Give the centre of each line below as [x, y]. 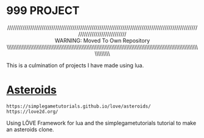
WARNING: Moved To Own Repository [102, 40]
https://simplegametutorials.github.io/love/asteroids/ [79, 106]
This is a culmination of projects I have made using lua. [75, 65]
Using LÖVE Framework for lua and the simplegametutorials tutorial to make [101, 123]
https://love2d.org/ [33, 111]
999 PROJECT [43, 11]
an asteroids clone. [30, 129]
